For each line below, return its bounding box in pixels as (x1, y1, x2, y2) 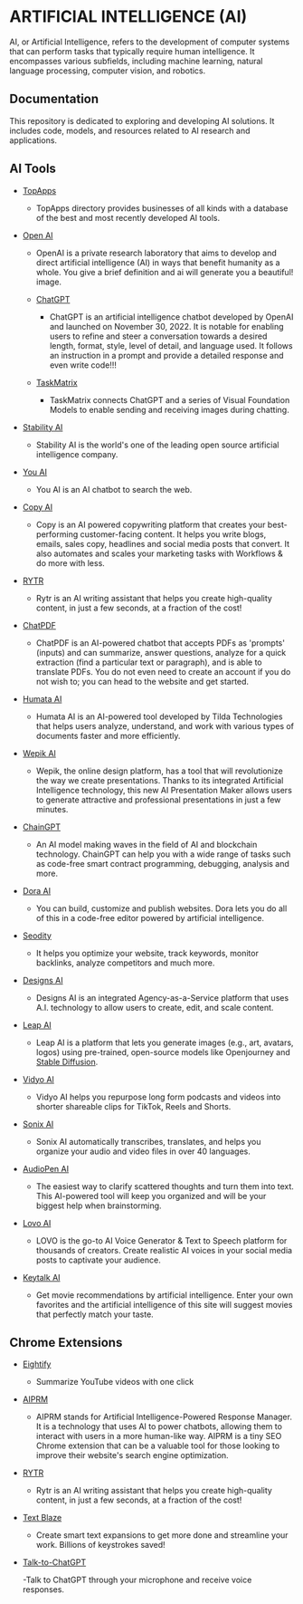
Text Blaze (22, 1513, 62, 1523)
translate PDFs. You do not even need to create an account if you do (35, 666, 291, 677)
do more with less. (35, 557, 106, 568)
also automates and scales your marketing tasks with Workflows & (35, 548, 283, 559)
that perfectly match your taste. (35, 1309, 154, 1320)
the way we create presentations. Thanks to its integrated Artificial (35, 774, 284, 785)
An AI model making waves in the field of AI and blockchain (35, 839, 258, 850)
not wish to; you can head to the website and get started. (35, 676, 250, 687)
